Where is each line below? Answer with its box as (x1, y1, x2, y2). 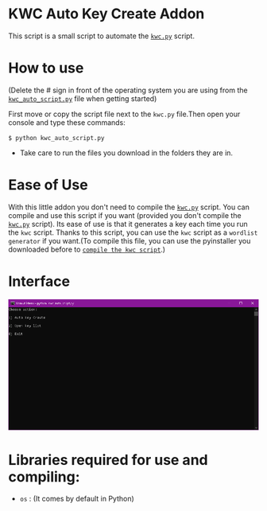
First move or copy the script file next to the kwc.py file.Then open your (8, 109, 241, 119)
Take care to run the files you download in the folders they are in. (19, 148, 233, 158)
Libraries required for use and (8, 451, 208, 469)
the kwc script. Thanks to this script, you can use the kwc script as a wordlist (8, 228, 258, 237)
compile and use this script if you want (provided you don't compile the (8, 210, 242, 220)
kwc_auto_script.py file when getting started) (8, 93, 157, 103)
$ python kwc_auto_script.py (8, 134, 105, 142)
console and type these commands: (8, 117, 126, 127)
